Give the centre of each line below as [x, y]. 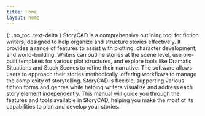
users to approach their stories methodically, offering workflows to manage [102, 74]
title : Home [21, 12]
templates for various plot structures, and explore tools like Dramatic [105, 61]
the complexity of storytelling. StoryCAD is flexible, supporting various [95, 81]
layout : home [23, 18]
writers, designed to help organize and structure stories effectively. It [94, 42]
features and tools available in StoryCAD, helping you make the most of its [100, 100]
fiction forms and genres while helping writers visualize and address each [100, 87]
